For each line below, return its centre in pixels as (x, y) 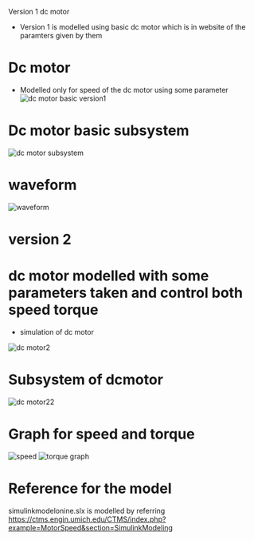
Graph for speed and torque (102, 434)
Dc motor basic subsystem (99, 131)
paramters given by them (61, 36)
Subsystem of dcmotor (86, 380)
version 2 (40, 240)
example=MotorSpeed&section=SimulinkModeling (91, 527)
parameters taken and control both (126, 293)
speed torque (53, 310)
